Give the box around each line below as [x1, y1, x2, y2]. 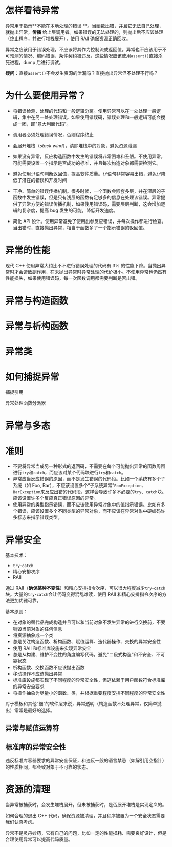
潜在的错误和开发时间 [21, 177, 67, 183]
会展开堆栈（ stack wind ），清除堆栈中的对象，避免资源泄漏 [12, 142, 137, 149]
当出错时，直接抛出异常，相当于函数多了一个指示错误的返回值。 [12, 224, 147, 231]
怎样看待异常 [5, 5, 60, 16]
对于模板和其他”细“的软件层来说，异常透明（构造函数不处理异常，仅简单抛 [5, 701, 162, 707]
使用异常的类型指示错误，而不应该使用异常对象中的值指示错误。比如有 [12, 501, 161, 508]
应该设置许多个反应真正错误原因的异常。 [12, 495, 98, 501]
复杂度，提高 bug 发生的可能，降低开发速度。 [21, 207, 118, 213]
